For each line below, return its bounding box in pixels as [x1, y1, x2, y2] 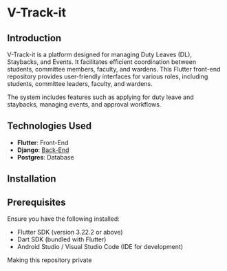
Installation [7, 173, 56, 185]
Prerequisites [7, 196, 66, 208]
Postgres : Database [17, 153, 74, 161]
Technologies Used [7, 120, 91, 132]
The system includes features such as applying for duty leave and [7, 93, 194, 101]
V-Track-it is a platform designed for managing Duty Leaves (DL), [7, 50, 193, 58]
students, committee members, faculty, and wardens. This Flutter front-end [7, 65, 221, 73]
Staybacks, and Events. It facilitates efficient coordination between [7, 58, 197, 66]
